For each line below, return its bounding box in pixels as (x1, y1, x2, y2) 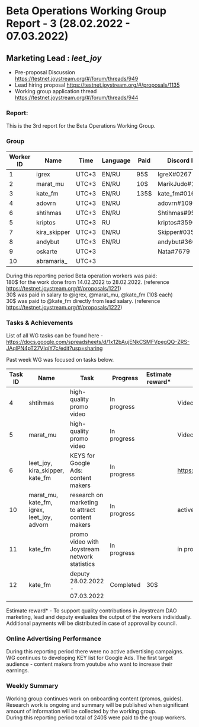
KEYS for (70, 451, 95, 460)
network (70, 552, 94, 561)
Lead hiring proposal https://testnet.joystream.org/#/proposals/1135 (14, 81, 180, 88)
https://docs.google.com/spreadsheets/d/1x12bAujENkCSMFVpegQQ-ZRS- (6, 338, 190, 345)
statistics (70, 560, 95, 568)
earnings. (6, 667, 30, 674)
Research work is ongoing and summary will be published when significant (6, 701, 189, 709)
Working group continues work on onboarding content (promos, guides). (6, 695, 184, 702)
